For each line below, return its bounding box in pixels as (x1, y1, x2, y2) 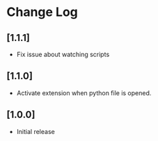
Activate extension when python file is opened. (16, 88, 152, 97)
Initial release (16, 127, 55, 135)
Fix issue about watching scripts (16, 50, 110, 58)
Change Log (6, 4, 78, 20)
